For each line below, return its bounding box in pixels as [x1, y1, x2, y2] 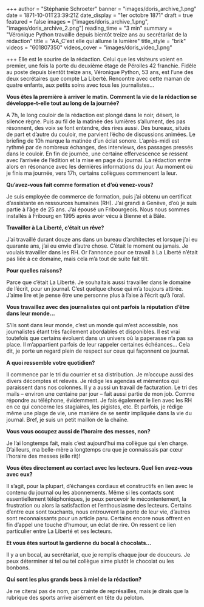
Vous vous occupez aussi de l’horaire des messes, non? [6, 428, 151, 435]
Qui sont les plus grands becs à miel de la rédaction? [6, 576, 141, 583]
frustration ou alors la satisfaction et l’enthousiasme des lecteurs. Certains [6, 502, 192, 509]
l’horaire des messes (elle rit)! [6, 452, 81, 459]
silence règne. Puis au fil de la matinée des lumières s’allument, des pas [6, 118, 186, 125]
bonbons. [6, 564, 30, 571]
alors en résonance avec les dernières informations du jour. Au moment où [6, 163, 193, 170]
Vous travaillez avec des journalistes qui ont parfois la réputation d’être [6, 303, 190, 310]
